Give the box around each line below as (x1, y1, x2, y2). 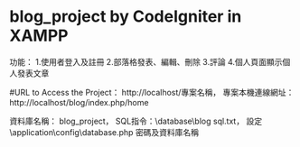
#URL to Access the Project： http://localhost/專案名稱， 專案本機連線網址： (9, 87, 295, 97)
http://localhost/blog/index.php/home (9, 96, 149, 107)
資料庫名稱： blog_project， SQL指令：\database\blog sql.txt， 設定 (9, 115, 263, 126)
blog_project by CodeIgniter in (9, 6, 242, 27)
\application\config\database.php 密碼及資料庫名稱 (9, 126, 200, 137)
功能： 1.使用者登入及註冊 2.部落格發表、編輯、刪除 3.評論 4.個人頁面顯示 (9, 56, 283, 67)
